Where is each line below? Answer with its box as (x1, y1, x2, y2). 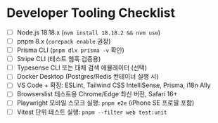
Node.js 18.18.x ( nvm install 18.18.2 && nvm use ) (16, 28, 161, 37)
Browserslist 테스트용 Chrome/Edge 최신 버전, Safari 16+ (16, 90, 178, 98)
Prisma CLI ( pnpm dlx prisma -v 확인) (16, 46, 124, 54)
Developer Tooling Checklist (6, 5, 175, 21)
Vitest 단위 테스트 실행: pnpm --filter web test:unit (16, 108, 167, 116)
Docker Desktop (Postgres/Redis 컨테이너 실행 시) (16, 72, 159, 81)
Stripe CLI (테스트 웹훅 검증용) (16, 55, 101, 63)
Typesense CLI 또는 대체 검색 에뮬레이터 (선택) (16, 63, 148, 72)
